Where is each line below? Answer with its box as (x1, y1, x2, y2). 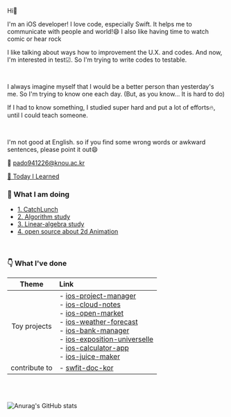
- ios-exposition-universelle (59, 334, 154, 343)
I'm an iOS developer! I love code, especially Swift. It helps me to (7, 20, 192, 28)
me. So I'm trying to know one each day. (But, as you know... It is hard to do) (7, 90, 225, 98)
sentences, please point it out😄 (7, 146, 99, 153)
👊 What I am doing (7, 189, 70, 199)
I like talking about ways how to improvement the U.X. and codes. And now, (7, 49, 223, 56)
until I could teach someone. (7, 111, 89, 119)
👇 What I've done (7, 259, 67, 269)
